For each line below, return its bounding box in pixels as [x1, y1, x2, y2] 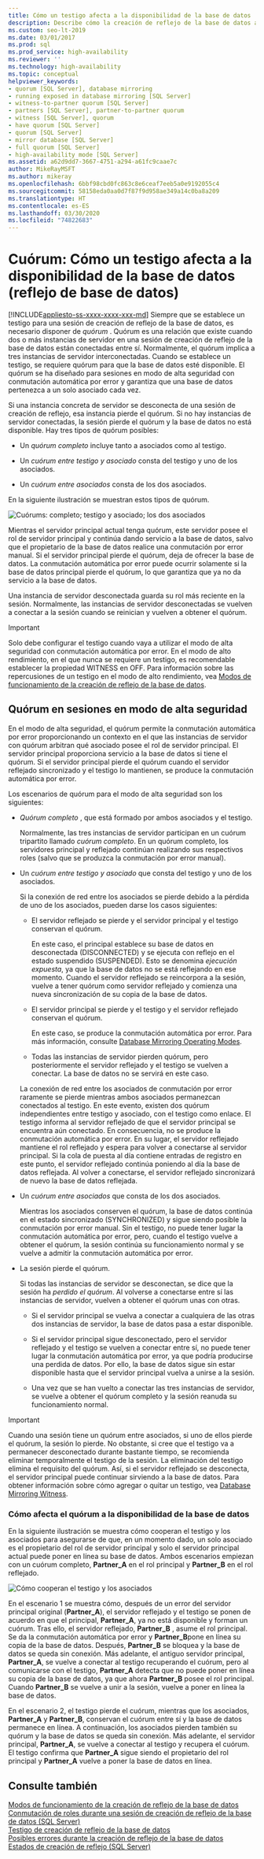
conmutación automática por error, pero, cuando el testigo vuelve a [19, 1231, 238, 1241]
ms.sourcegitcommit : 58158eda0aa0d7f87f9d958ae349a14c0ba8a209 [8, 187, 220, 195]
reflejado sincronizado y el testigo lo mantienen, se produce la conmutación [8, 765, 254, 775]
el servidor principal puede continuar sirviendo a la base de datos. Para [8, 1472, 240, 1481]
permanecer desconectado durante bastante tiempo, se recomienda [8, 1446, 229, 1457]
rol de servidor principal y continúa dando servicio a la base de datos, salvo [8, 534, 254, 543]
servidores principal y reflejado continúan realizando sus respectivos [19, 844, 244, 854]
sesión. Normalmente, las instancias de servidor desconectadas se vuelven [8, 599, 253, 609]
